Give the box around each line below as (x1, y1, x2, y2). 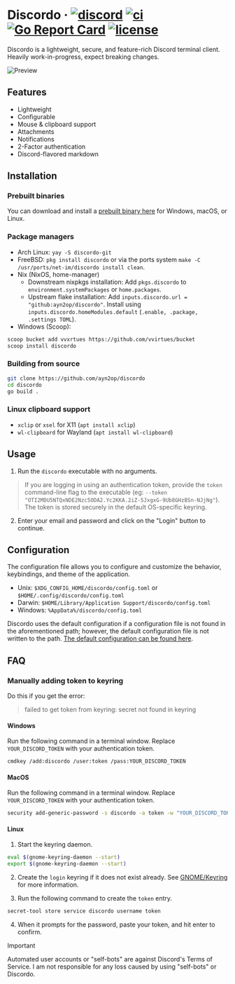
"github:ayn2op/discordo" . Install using (27, 300, 141, 308)
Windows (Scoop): (17, 322, 71, 331)
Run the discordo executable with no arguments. (17, 467, 157, 475)
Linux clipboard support (7, 404, 91, 414)
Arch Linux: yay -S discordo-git (17, 247, 112, 256)
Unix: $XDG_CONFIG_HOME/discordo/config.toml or (17, 584, 158, 592)
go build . (7, 388, 39, 395)
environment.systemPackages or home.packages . (27, 285, 162, 294)
